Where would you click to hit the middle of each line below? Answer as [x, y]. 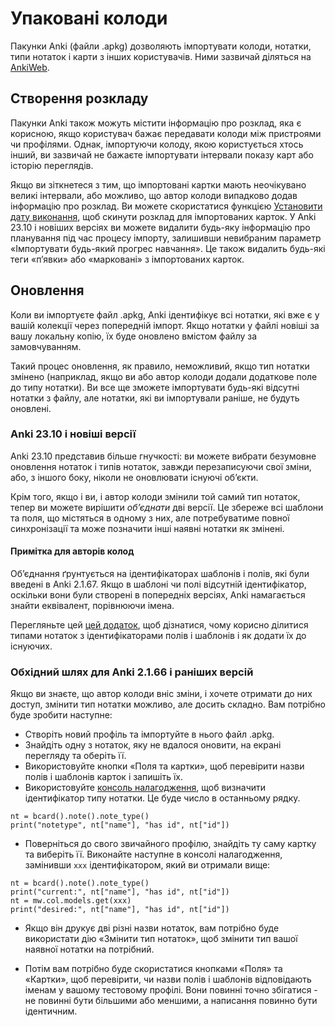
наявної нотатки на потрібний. [89, 949]
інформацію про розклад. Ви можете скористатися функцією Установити [166, 206]
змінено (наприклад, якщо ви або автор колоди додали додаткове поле [164, 376]
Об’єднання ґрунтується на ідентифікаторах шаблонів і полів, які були [160, 574]
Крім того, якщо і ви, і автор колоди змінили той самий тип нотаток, [155, 496]
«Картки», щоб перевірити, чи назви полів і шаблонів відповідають [168, 979]
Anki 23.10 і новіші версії [73, 434]
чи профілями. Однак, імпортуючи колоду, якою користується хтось [157, 144]
